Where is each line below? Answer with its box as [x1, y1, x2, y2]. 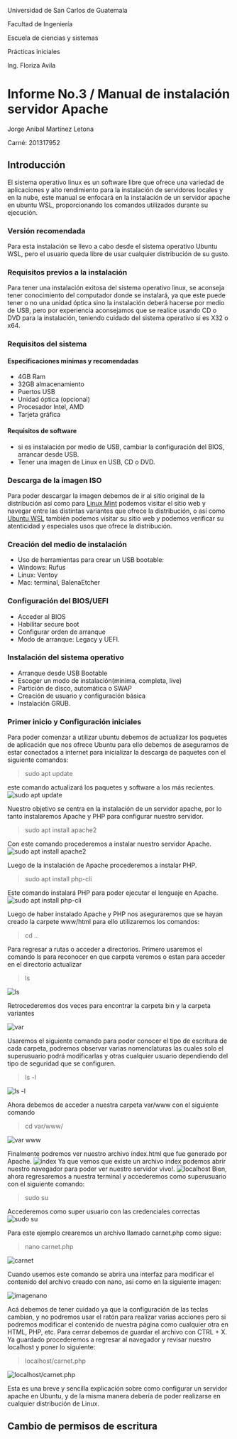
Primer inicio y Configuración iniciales [7, 716, 142, 726]
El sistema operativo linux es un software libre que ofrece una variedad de [7, 178, 225, 186]
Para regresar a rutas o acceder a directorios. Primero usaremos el [7, 945, 202, 954]
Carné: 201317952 [7, 138, 60, 147]
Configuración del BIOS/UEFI [7, 596, 109, 606]
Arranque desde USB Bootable [17, 669, 108, 677]
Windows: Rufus [17, 563, 66, 572]
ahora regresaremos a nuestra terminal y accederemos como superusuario [7, 1172, 227, 1181]
